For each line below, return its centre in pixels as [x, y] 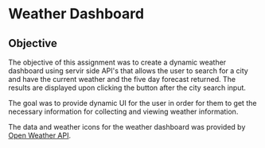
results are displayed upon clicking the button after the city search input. [127, 88]
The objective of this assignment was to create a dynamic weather [117, 62]
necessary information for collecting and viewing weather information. [123, 111]
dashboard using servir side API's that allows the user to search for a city [128, 71]
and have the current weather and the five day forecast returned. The [122, 79]
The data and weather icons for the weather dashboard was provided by [127, 127]
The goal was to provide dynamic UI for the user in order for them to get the [132, 103]
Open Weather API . [40, 135]
